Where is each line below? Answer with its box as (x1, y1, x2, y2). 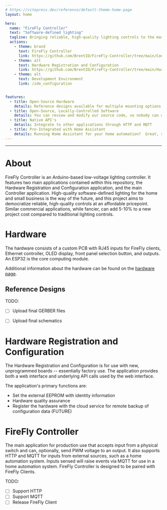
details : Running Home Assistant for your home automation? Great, (14, 131, 159, 136)
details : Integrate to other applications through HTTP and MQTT (14, 123, 153, 127)
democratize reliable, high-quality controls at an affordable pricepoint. (5, 200, 149, 207)
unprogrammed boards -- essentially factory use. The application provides (5, 368, 158, 374)
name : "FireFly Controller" (9, 25, 68, 30)
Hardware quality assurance (12, 398, 71, 404)
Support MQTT (12, 494, 43, 500)
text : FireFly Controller (18, 48, 72, 54)
